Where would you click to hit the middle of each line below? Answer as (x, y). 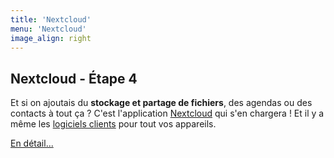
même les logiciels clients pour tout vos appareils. (113, 124)
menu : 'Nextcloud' (48, 29)
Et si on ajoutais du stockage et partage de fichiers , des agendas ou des (161, 103)
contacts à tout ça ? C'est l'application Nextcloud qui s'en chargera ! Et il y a (167, 113)
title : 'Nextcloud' (51, 19)
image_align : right (51, 38)
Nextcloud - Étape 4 (74, 78)
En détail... (32, 143)
